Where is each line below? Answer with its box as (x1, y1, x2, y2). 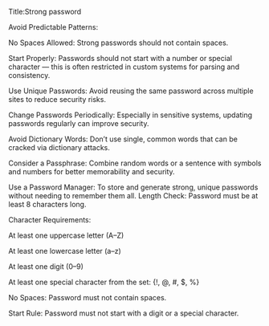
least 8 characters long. (8, 200, 87, 209)
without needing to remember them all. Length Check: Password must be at (8, 191, 259, 200)
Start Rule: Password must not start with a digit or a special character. (8, 308, 239, 318)
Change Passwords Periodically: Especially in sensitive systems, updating (8, 110, 253, 120)
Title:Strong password (8, 7, 82, 16)
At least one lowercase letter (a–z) (8, 247, 122, 255)
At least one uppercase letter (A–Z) (8, 230, 124, 240)
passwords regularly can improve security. (8, 119, 150, 128)
